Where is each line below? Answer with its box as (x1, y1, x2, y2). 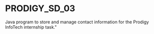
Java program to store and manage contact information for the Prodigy (5, 19, 149, 25)
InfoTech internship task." (5, 24, 57, 30)
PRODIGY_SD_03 (5, 3, 76, 14)
